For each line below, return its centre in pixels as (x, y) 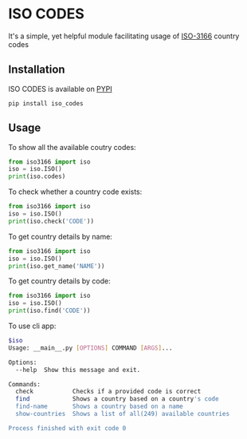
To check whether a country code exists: (75, 192)
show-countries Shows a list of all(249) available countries (122, 414)
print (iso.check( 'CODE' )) (51, 221)
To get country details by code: (59, 281)
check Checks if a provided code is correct (108, 392)
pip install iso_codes (46, 103)
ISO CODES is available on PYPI (61, 89)
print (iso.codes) (37, 176)
